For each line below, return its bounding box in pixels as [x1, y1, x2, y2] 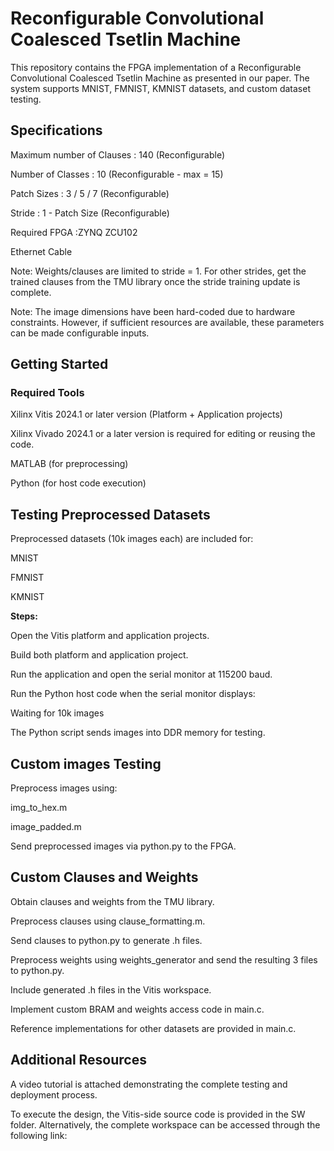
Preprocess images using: [10, 782, 118, 794]
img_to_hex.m [10, 802, 68, 814]
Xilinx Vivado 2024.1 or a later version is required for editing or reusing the [10, 428, 316, 440]
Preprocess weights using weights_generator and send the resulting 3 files [10, 953, 318, 966]
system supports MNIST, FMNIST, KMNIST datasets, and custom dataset [10, 82, 311, 94]
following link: [10, 1129, 68, 1141]
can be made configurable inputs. [10, 327, 150, 339]
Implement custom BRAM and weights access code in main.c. [10, 1003, 265, 1015]
